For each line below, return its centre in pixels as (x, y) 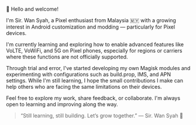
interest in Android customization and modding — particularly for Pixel (91, 27)
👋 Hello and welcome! (32, 9)
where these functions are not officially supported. (67, 57)
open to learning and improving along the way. (62, 104)
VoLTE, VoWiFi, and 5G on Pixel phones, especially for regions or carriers (94, 51)
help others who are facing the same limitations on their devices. (84, 87)
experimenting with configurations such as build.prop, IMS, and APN (89, 74)
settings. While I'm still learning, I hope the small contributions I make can (94, 81)
